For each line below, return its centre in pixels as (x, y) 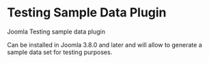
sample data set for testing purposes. (60, 52)
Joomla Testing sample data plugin (56, 32)
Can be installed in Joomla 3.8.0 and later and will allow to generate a (105, 45)
